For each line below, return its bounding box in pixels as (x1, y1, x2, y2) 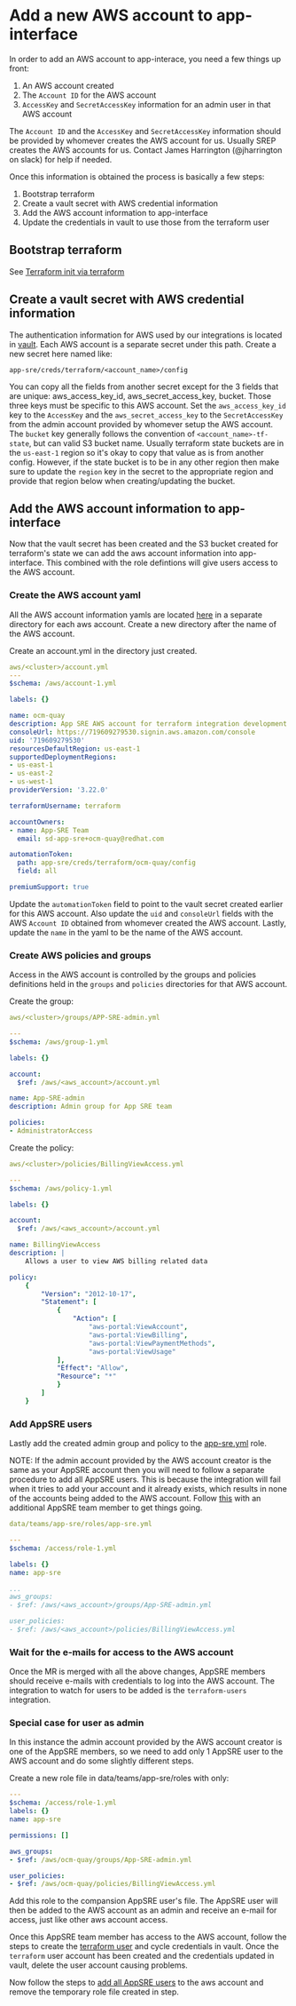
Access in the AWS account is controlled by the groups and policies (9, 969, 257, 980)
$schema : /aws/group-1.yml (9, 1037, 109, 1047)
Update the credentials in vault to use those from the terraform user (21, 217, 270, 227)
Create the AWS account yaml (9, 589, 142, 601)
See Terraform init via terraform (9, 266, 125, 276)
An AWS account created (21, 80, 114, 91)
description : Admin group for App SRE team (9, 1103, 173, 1111)
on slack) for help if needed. (9, 154, 113, 164)
